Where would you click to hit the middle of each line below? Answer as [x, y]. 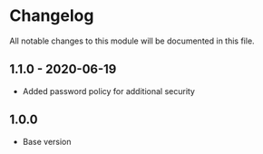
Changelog [52, 16]
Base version [47, 141]
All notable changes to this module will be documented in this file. [132, 41]
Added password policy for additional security [108, 91]
